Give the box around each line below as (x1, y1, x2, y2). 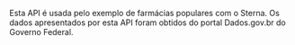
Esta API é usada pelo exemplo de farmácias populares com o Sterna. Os (9, 8, 281, 18)
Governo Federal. (9, 27, 74, 37)
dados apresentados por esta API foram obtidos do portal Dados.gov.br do (9, 17, 286, 28)
